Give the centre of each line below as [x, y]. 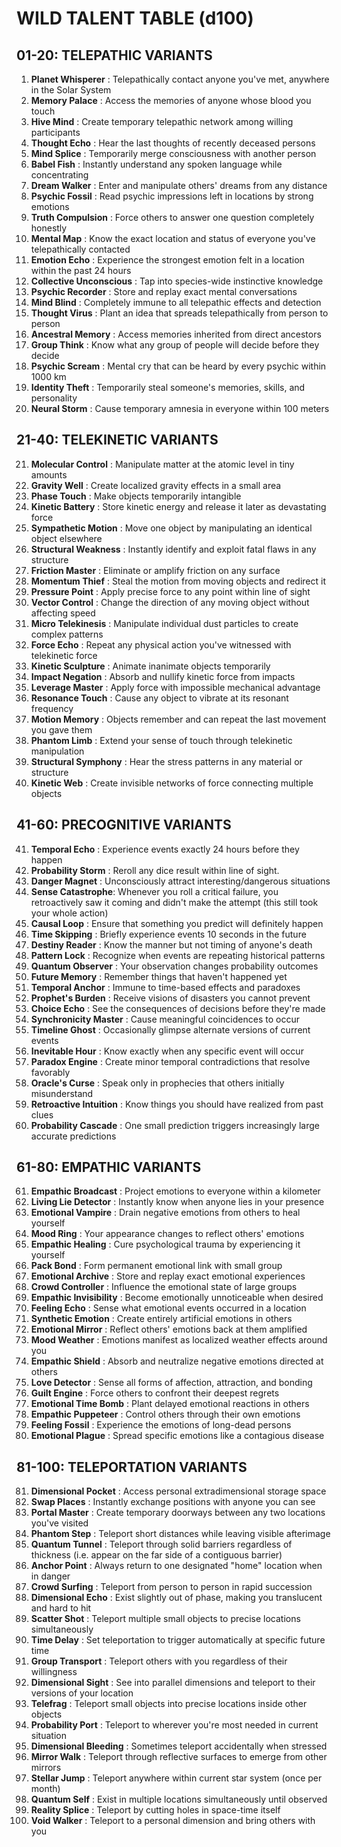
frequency [52, 708]
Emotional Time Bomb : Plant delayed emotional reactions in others [170, 1404]
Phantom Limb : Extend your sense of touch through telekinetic [161, 740]
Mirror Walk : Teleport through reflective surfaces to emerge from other [179, 1757]
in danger [50, 1576]
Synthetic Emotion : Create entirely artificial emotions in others [161, 1319]
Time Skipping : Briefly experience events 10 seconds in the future [168, 934]
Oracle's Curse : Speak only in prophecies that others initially [157, 1083]
